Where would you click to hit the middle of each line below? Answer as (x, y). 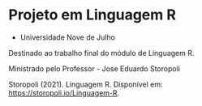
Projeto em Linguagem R (92, 15)
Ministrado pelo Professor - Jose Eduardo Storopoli (95, 68)
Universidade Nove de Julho (68, 37)
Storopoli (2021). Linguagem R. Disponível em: (86, 84)
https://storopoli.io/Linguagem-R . (64, 93)
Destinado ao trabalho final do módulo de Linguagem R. (101, 53)
